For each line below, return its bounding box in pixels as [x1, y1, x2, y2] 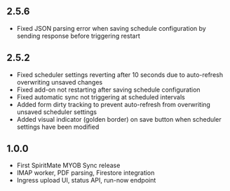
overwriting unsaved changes [16, 78, 103, 86]
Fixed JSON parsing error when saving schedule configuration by [16, 24, 206, 32]
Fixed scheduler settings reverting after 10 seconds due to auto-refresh [16, 70, 224, 79]
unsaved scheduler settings [16, 108, 97, 116]
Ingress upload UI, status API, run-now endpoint [16, 176, 156, 185]
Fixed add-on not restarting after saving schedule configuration [16, 85, 201, 94]
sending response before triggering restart [16, 31, 141, 40]
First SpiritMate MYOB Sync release [16, 161, 121, 170]
